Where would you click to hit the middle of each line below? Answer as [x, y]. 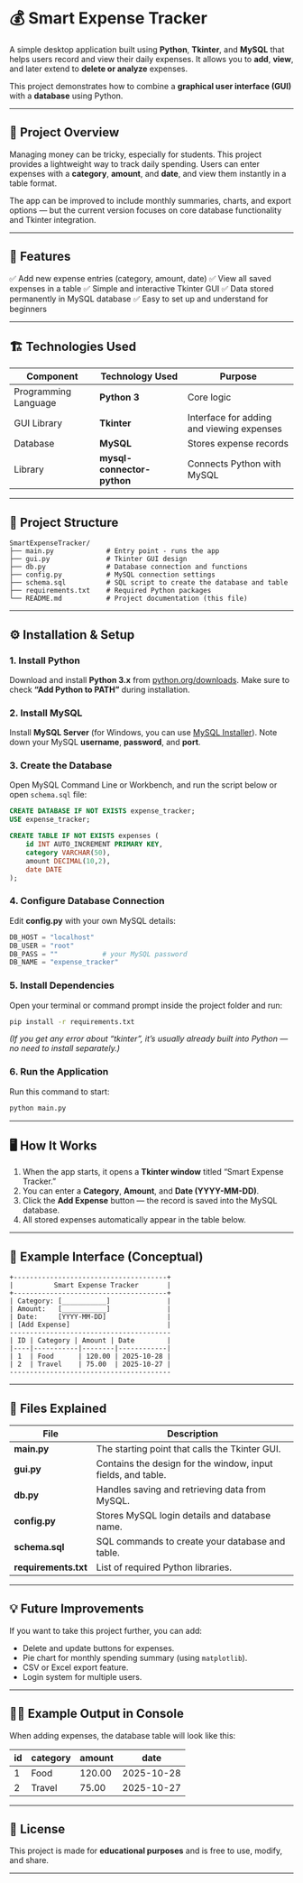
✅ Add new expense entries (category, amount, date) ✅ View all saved [141, 278]
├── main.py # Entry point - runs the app [115, 551]
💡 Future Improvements [77, 1609]
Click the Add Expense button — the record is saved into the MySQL [150, 1201]
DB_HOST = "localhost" [52, 937]
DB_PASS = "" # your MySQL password [98, 954]
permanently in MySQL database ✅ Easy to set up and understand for [139, 299]
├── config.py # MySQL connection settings [113, 575]
